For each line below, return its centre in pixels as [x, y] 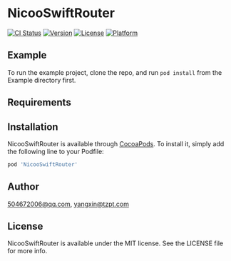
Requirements [39, 102]
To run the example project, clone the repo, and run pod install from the [115, 72]
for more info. [27, 251]
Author [23, 187]
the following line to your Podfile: [56, 151]
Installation [33, 127]
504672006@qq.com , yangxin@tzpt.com [68, 204]
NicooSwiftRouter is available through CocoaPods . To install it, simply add [116, 143]
